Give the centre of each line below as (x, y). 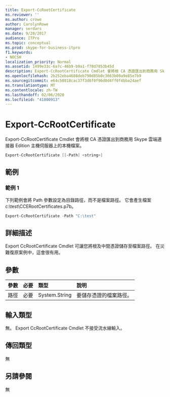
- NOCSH (13, 57)
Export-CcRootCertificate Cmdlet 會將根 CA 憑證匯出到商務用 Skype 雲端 (81, 139)
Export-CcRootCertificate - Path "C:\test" (51, 216)
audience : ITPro (22, 39)
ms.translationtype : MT (30, 85)
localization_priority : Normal (38, 62)
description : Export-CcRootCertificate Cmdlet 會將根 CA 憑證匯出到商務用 (81, 71)
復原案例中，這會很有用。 (36, 252)
